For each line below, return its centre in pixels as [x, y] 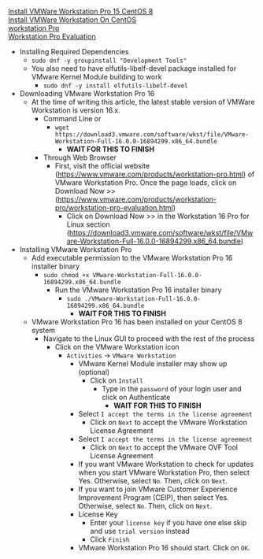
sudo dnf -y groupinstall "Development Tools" [109, 61]
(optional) [94, 372]
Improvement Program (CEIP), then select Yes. [154, 498]
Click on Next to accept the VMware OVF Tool [164, 447]
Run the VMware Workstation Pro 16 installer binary [138, 290]
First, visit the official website [102, 166]
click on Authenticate [136, 397]
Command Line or [72, 118]
